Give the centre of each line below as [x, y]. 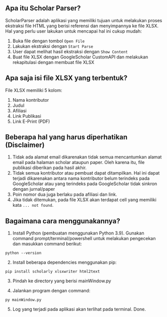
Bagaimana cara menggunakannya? [63, 221]
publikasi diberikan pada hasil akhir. [50, 168]
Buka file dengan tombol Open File [49, 41]
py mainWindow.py [23, 300]
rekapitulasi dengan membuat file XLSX [53, 62]
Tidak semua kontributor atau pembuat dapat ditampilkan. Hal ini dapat [86, 173]
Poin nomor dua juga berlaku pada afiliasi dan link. [65, 194]
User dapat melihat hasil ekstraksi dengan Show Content [70, 51]
